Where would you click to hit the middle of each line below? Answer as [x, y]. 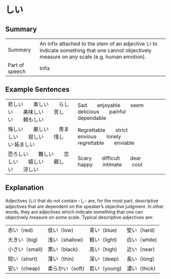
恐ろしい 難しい [31, 154]
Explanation [25, 188]
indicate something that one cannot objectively [95, 50]
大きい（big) [23, 240]
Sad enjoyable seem [111, 105]
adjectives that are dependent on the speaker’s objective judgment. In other [85, 206]
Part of [16, 65]
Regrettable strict [103, 130]
